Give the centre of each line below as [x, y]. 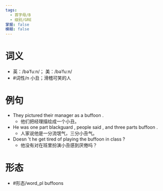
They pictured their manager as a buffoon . [58, 115]
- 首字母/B [20, 15]
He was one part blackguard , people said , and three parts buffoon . [85, 127]
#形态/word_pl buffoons [38, 183]
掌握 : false [17, 24]
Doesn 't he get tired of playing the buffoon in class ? [69, 139]
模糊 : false [17, 29]
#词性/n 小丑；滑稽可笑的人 [42, 78]
